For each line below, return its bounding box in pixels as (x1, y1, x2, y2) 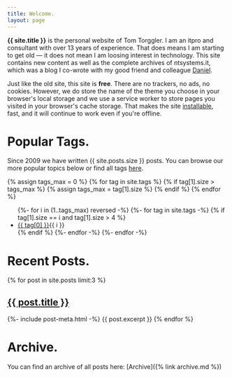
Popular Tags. (7, 134, 89, 149)
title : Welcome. (7, 10, 55, 17)
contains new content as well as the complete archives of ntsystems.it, (7, 58, 211, 66)
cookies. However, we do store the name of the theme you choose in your (7, 87, 220, 95)
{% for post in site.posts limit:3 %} (7, 276, 106, 284)
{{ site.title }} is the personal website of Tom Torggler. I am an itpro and (7, 36, 214, 44)
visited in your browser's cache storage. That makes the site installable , (7, 101, 214, 110)
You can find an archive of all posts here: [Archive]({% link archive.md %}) (7, 363, 222, 371)
